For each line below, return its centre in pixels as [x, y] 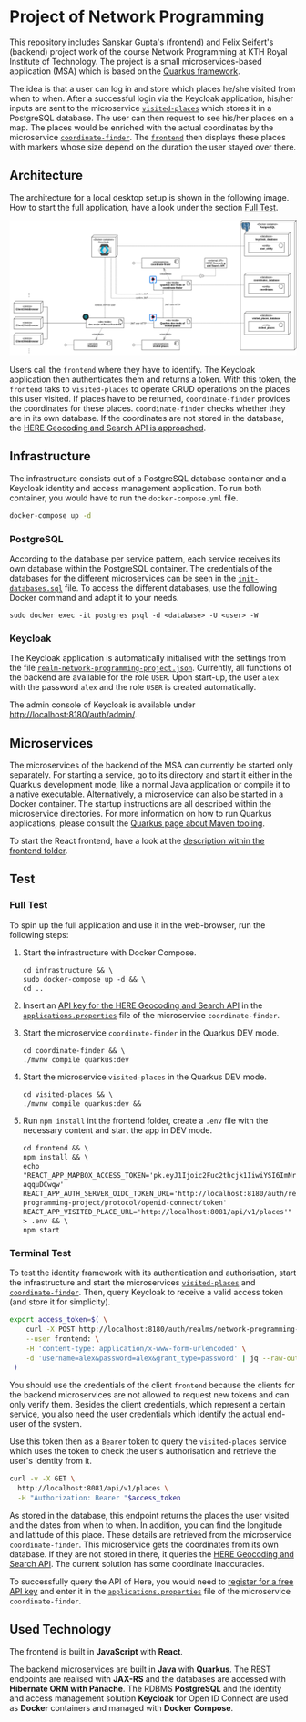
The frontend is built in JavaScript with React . [97, 1651]
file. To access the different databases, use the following [171, 588]
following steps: [39, 934]
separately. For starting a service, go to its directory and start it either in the [151, 775]
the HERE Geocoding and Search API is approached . [108, 428]
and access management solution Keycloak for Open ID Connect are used [149, 1698]
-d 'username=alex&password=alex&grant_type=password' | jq [142, 1358]
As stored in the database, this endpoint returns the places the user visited [149, 1515]
